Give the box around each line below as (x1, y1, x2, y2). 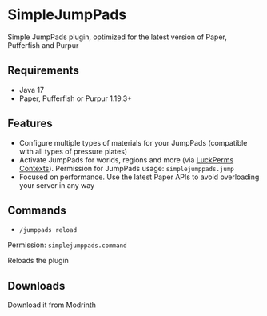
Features (7, 117, 53, 130)
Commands (7, 203, 67, 217)
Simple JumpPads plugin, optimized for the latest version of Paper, (7, 32, 227, 42)
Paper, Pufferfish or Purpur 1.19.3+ (18, 94, 133, 103)
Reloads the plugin (7, 256, 70, 266)
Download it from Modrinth (7, 300, 97, 310)
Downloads (7, 278, 66, 293)
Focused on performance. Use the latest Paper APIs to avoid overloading (18, 172, 260, 182)
